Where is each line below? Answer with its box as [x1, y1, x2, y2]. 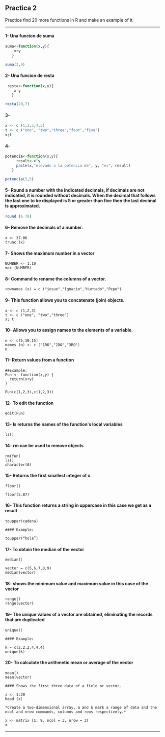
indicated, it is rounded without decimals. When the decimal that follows [5, 192, 156, 199]
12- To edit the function [5, 400, 54, 406]
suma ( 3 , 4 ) [5, 62, 26, 67]
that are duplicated [5, 616, 45, 623]
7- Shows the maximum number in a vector [5, 250, 95, 256]
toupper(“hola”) [5, 536, 38, 541]
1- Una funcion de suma [5, 33, 55, 39]
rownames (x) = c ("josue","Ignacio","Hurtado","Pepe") [5, 287, 122, 292]
